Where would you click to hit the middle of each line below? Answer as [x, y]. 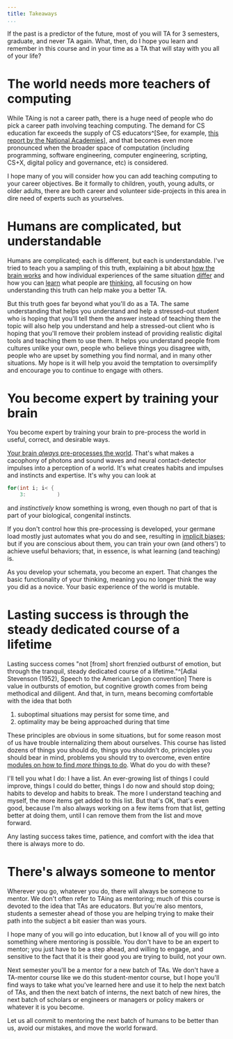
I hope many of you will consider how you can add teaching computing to [112, 176]
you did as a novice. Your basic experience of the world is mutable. [103, 587]
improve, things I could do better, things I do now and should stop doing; [111, 786]
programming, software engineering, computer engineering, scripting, [107, 155]
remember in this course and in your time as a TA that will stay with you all [113, 48]
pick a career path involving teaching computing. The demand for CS [106, 125]
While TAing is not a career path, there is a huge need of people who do [110, 118]
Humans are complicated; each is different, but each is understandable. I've [116, 260]
